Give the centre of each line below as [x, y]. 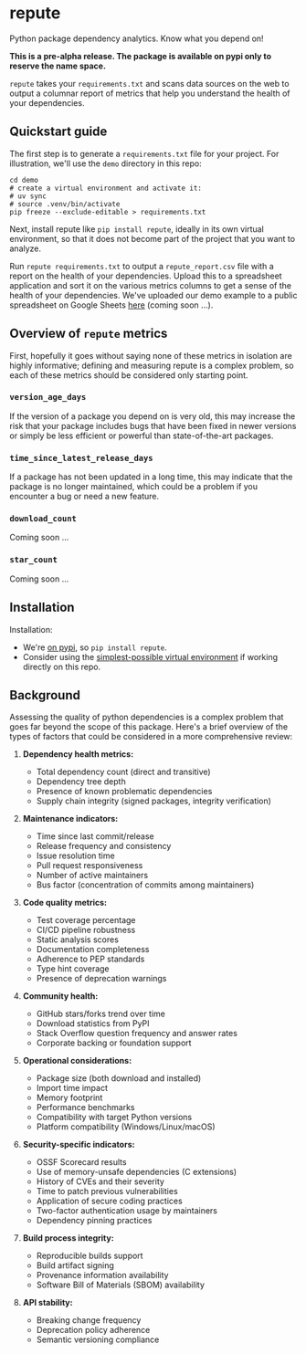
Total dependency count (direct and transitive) [124, 772]
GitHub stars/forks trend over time [101, 1014]
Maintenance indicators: [70, 819]
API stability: [47, 1303]
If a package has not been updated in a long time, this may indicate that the [151, 477]
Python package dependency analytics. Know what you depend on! [137, 38]
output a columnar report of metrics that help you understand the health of [150, 93]
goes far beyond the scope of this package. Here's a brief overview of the [149, 727]
